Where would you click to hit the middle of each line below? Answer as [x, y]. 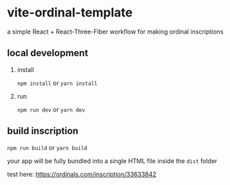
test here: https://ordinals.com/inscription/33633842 [82, 174]
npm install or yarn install [57, 83]
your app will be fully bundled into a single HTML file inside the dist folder [112, 161]
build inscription [43, 131]
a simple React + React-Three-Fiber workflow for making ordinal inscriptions [115, 32]
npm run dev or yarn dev [51, 109]
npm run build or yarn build [47, 147]
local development [48, 53]
